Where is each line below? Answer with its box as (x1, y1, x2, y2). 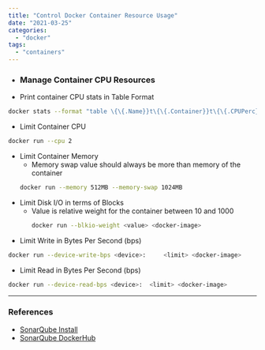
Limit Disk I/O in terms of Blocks (19, 198, 125, 207)
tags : (8, 41, 26, 49)
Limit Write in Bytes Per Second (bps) (19, 235, 142, 245)
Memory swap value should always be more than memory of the (31, 160, 241, 170)
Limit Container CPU (19, 122, 87, 131)
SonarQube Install (19, 325, 78, 334)
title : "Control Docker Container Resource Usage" (8, 11, 178, 20)
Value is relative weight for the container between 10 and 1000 (31, 206, 234, 216)
